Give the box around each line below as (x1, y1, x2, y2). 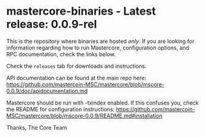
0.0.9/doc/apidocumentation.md (6, 87, 88, 94)
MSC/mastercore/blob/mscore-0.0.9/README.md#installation (6, 112, 163, 119)
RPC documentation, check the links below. (6, 50, 116, 57)
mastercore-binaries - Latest (6, 4, 156, 18)
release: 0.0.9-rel (6, 17, 97, 31)
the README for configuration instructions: (6, 105, 115, 113)
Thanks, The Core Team (6, 124, 67, 131)
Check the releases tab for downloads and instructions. (6, 62, 147, 70)
